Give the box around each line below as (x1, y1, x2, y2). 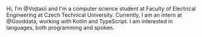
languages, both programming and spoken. (6, 24, 114, 31)
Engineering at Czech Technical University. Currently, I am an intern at (6, 11, 183, 18)
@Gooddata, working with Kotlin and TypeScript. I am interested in (6, 18, 173, 24)
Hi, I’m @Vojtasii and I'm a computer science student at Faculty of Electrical (6, 5, 196, 12)
